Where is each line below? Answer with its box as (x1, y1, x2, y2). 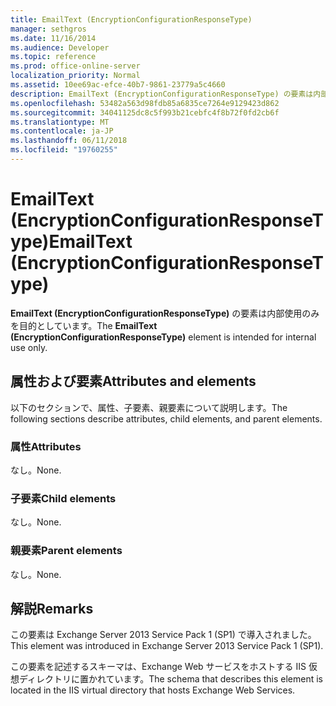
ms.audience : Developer (10, 42, 110, 53)
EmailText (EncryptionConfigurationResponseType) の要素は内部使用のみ (10, 307, 320, 319)
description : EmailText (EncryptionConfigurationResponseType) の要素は (10, 89, 314, 99)
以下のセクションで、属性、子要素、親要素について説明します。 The (10, 401, 288, 413)
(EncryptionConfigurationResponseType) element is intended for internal (10, 331, 317, 343)
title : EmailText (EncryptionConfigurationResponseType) (10, 14, 253, 25)
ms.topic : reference (10, 52, 97, 62)
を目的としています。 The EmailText (10, 319, 158, 331)
